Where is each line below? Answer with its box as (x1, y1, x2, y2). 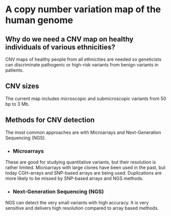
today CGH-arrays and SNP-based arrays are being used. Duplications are (5, 170, 162, 176)
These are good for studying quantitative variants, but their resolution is (5, 159, 156, 165)
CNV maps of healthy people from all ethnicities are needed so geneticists (5, 56, 162, 62)
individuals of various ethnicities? (5, 42, 116, 52)
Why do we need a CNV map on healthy (5, 35, 134, 43)
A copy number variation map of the (5, 4, 161, 15)
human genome (5, 14, 73, 26)
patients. (5, 67, 24, 73)
